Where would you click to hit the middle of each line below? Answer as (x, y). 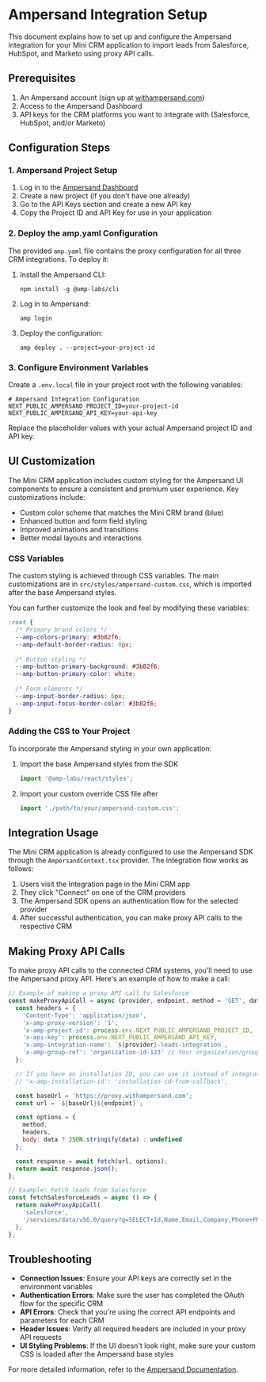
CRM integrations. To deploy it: (59, 259)
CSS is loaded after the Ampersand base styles (97, 1354)
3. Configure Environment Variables (78, 367)
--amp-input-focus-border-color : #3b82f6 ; (86, 704)
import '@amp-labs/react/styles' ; (76, 778)
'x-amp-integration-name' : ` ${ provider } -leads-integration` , (125, 1045)
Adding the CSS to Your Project (69, 731)
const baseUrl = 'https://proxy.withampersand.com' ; (104, 1096)
